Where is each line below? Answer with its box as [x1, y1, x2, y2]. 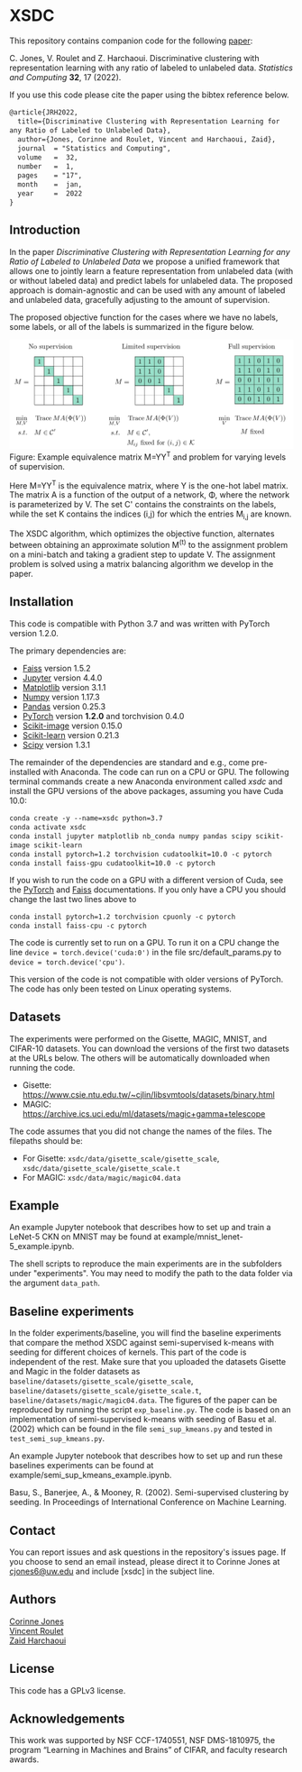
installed [9, 766, 41, 777]
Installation [9, 594, 74, 609]
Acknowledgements [9, 1712, 125, 1726]
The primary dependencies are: [9, 645, 126, 656]
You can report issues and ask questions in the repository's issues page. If [9, 1547, 287, 1557]
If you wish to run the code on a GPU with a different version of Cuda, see [9, 874, 284, 885]
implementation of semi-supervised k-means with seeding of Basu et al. [9, 1414, 277, 1425]
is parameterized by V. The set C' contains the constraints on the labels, [9, 499, 277, 510]
